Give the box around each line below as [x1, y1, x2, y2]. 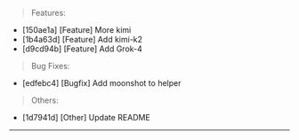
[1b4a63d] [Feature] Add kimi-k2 [21, 35, 143, 44]
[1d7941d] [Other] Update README [21, 113, 151, 122]
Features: [30, 8, 67, 18]
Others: [30, 95, 60, 105]
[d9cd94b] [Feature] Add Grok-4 [21, 43, 142, 54]
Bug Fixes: [30, 61, 70, 71]
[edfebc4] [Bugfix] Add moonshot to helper [21, 78, 182, 88]
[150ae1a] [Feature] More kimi [21, 25, 132, 35]
